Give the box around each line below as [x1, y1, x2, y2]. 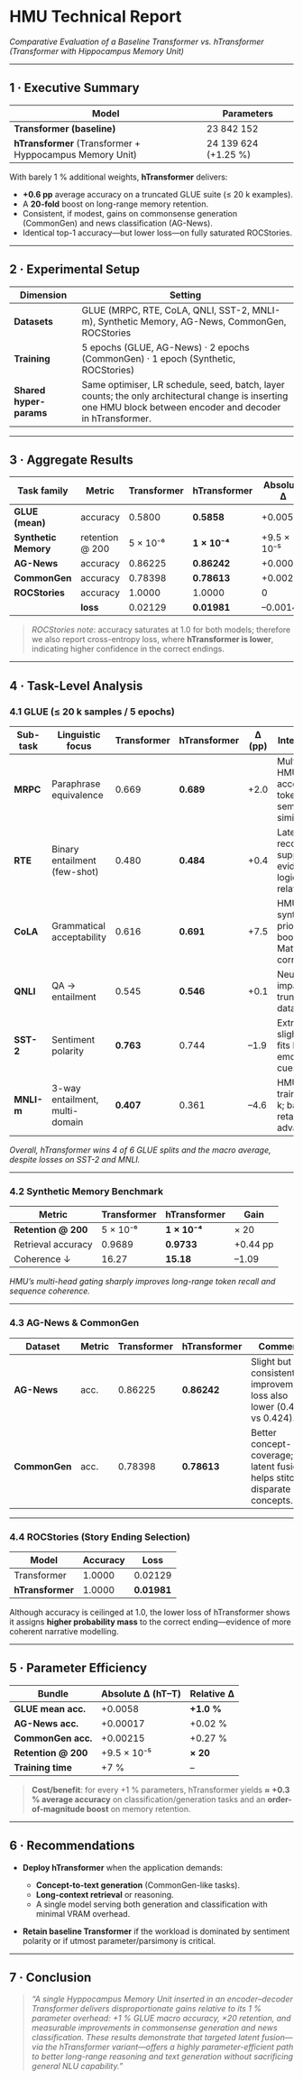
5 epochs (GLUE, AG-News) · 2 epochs [81, 341, 250, 354]
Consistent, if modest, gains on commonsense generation [22, 207, 238, 218]
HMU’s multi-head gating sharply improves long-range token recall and [9, 1276, 276, 1287]
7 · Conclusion [9, 1969, 92, 1985]
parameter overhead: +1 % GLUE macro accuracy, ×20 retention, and [31, 2013, 291, 2024]
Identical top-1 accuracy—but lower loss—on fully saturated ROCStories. [22, 227, 293, 238]
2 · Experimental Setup [9, 262, 140, 277]
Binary [50, 843, 79, 856]
